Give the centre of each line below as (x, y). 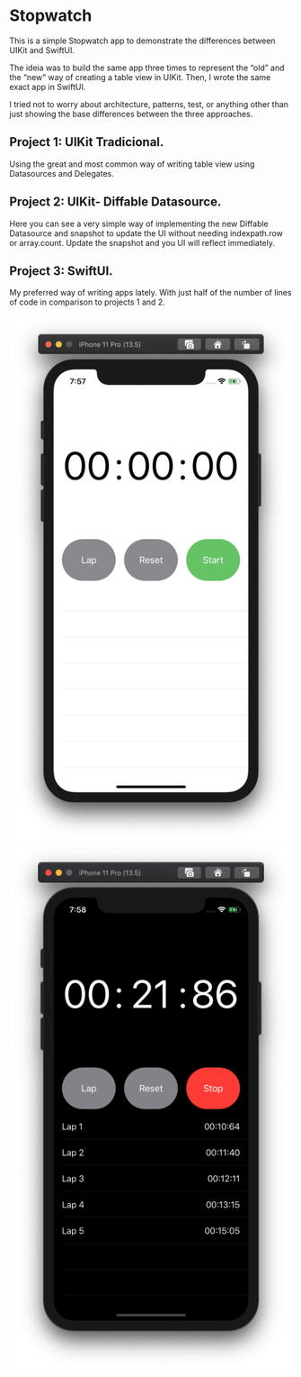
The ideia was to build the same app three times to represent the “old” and (147, 68)
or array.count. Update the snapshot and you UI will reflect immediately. (142, 242)
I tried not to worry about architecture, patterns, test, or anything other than (149, 104)
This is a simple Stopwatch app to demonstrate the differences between (142, 41)
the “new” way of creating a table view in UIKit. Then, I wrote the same (140, 77)
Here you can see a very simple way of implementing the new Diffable (139, 223)
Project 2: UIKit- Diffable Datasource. (115, 202)
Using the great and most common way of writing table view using (132, 164)
